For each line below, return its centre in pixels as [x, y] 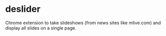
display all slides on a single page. [41, 28]
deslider [23, 9]
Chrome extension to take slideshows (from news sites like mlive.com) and [83, 23]
